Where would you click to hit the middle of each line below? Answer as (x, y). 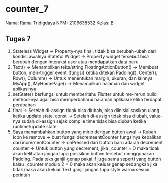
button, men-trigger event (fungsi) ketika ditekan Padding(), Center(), (85, 72)
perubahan (24, 105)
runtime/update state (35, 126)
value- (156, 116)
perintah (21, 175)
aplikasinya (24, 89)
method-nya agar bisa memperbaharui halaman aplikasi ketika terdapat (87, 99)
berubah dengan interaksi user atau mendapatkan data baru (75, 62)
